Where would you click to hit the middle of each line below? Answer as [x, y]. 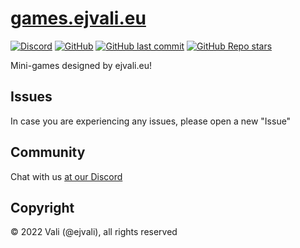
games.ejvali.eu [78, 18]
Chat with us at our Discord [66, 176]
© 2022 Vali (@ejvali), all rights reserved [94, 232]
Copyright [42, 207]
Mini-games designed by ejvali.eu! [81, 65]
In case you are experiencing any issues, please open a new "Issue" [151, 121]
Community [48, 152]
